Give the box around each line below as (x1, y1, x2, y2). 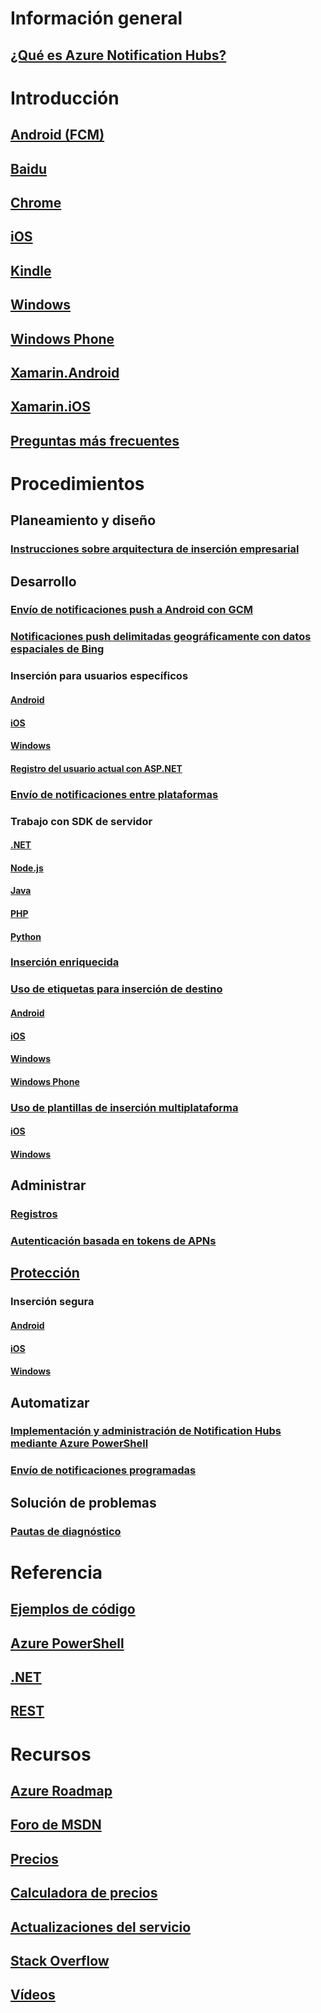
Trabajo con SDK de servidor (10, 814, 153, 828)
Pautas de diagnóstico (10, 1524, 122, 1538)
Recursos (10, 1743, 92, 1766)
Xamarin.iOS (10, 398, 91, 416)
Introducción (10, 87, 120, 109)
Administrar (10, 1177, 87, 1194)
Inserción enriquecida (10, 955, 120, 969)
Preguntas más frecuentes (10, 432, 180, 449)
